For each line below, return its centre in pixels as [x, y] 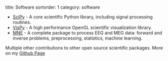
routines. [22, 22]
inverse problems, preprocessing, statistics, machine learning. [77, 38]
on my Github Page [25, 53]
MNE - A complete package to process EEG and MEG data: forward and [87, 33]
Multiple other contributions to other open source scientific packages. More [84, 48]
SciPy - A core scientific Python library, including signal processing [82, 17]
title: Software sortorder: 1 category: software [53, 7]
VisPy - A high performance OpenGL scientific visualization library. [82, 27]
